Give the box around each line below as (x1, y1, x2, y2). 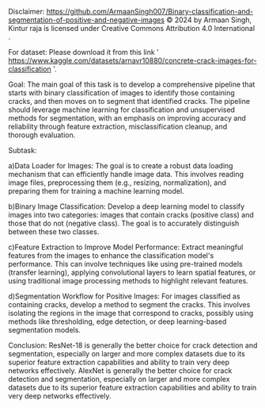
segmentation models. (8, 325, 81, 334)
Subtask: (8, 146, 37, 155)
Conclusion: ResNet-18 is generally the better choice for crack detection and (8, 341, 258, 350)
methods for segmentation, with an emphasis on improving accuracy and (8, 114, 247, 122)
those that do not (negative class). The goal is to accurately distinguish (8, 218, 240, 228)
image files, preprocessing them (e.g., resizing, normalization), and (8, 178, 227, 187)
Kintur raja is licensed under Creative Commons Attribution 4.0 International (8, 24, 256, 33)
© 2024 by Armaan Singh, (165, 15, 252, 25)
